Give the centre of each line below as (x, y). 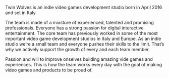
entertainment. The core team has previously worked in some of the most (81, 33)
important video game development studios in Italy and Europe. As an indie (83, 38)
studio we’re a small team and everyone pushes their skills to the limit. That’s (85, 44)
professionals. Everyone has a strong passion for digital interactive (74, 28)
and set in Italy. (21, 13)
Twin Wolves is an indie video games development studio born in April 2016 (84, 7)
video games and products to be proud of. (49, 70)
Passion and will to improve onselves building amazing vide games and (79, 59)
